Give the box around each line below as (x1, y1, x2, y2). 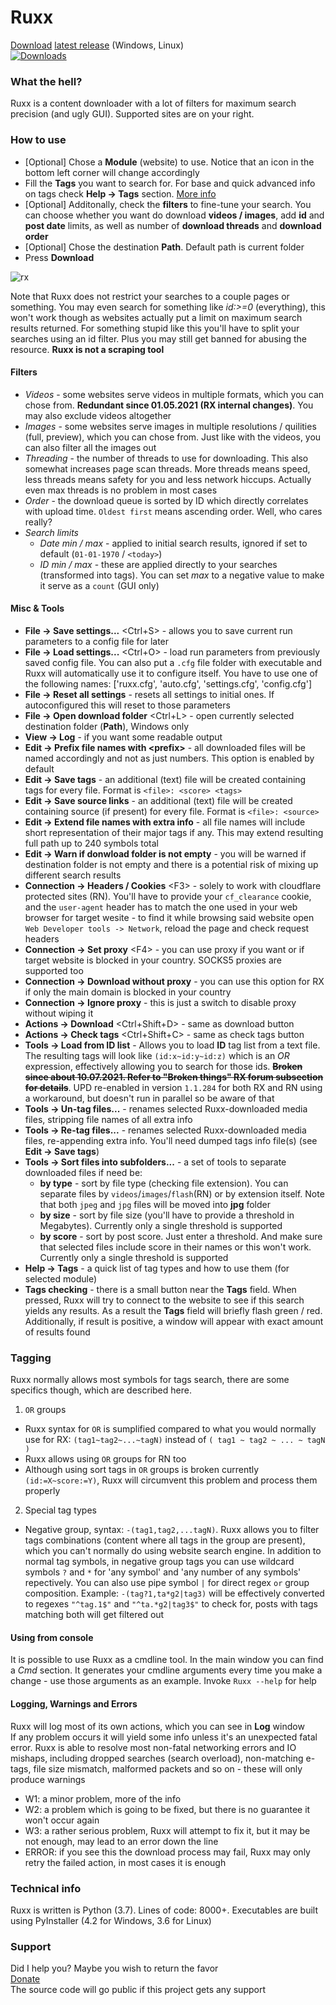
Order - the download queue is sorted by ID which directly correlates (24, 494, 309, 506)
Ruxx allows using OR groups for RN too (24, 1453, 187, 1465)
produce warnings (10, 1773, 86, 1785)
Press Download (24, 251, 95, 263)
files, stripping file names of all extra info (24, 1113, 193, 1125)
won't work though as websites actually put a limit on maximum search (10, 311, 303, 323)
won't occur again (24, 1814, 100, 1826)
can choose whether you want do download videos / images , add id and (24, 209, 325, 221)
